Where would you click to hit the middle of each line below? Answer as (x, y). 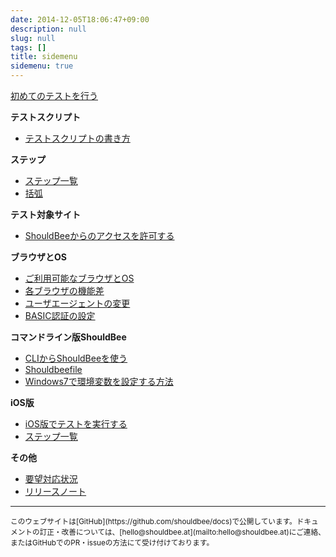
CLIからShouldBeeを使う (76, 358)
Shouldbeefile (53, 369)
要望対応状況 (51, 479)
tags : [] (28, 47)
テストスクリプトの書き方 (77, 138)
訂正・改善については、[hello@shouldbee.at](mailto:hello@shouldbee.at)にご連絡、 (182, 532)
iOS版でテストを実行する (76, 424)
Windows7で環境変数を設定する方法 (99, 381)
